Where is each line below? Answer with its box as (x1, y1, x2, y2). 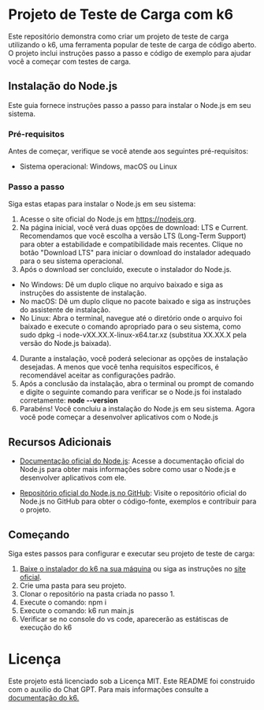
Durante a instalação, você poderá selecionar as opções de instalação (19, 354, 248, 363)
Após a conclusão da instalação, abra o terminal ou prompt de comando (19, 379, 255, 388)
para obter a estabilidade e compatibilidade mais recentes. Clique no (19, 240, 244, 249)
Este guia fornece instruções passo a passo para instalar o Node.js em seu (8, 100, 251, 110)
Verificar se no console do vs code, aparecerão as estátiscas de (19, 614, 229, 623)
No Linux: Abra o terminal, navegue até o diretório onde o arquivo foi (19, 314, 243, 323)
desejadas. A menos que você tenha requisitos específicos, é (19, 362, 219, 372)
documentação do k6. (8, 693, 80, 702)
